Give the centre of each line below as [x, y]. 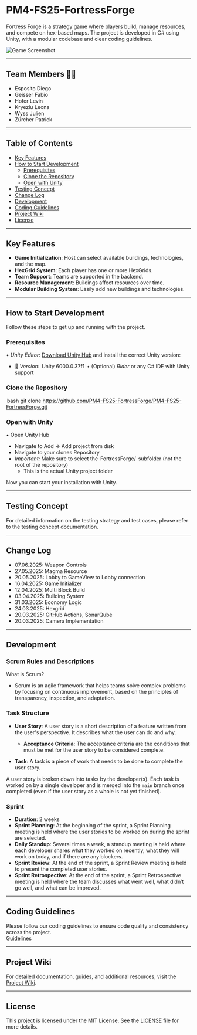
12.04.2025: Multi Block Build [50, 589]
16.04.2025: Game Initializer [48, 583]
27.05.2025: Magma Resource [51, 571]
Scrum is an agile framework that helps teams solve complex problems [100, 686]
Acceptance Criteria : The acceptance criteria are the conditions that [106, 744]
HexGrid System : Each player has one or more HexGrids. [84, 270]
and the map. [30, 264]
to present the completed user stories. [61, 869]
